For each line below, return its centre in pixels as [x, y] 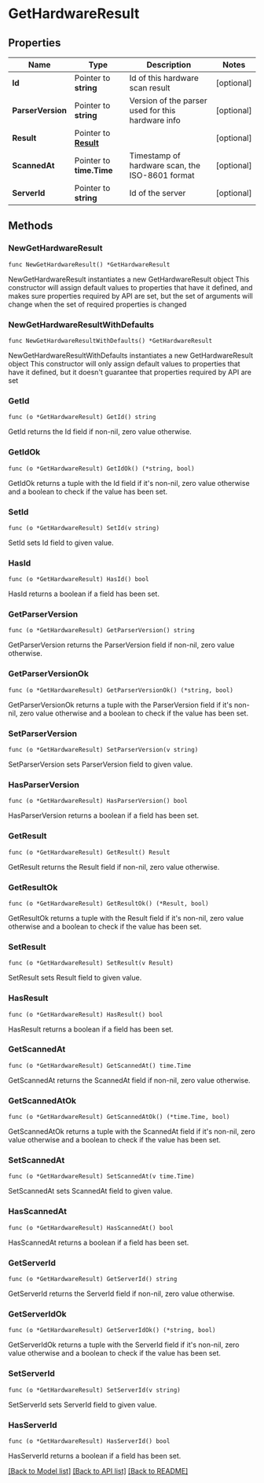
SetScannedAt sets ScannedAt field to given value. [90, 1191]
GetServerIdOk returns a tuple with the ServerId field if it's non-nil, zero [124, 1345]
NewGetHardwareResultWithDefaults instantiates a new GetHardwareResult [131, 355]
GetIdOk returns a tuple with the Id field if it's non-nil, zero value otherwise [129, 483]
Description [169, 65]
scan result [150, 88]
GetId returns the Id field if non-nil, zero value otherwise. [100, 432]
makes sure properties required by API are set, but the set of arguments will [130, 296]
